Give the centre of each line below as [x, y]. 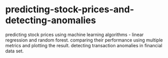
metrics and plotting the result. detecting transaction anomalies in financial [84, 45]
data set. [15, 51]
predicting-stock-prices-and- [70, 9]
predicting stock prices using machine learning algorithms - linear [75, 34]
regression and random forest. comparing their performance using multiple [84, 40]
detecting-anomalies [51, 20]
